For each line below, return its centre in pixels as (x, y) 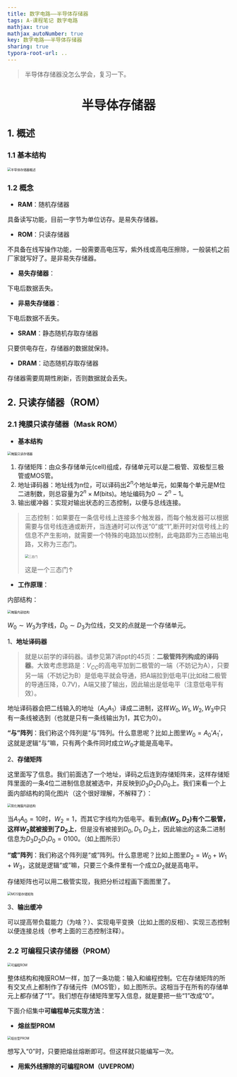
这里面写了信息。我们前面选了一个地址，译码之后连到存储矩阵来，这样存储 (115, 774)
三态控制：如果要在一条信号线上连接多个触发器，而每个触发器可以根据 (127, 518)
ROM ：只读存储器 (43, 234)
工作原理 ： (33, 585)
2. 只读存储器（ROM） (56, 403)
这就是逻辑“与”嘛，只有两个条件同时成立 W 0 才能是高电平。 (92, 744)
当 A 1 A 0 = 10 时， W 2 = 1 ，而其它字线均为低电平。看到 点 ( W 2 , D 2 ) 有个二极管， (118, 819)
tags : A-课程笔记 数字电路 (43, 20)
